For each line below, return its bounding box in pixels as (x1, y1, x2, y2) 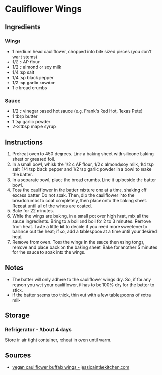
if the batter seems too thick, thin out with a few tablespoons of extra (12, 292, 151, 298)
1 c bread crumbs (12, 84, 47, 91)
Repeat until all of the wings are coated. (12, 203, 92, 208)
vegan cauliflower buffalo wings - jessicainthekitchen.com (12, 364, 130, 370)
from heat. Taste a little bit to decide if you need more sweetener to (12, 223, 148, 229)
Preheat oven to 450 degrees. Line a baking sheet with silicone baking (12, 150, 154, 157)
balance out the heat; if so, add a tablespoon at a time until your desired (12, 229, 157, 234)
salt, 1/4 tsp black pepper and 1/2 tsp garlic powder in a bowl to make (12, 166, 152, 172)
